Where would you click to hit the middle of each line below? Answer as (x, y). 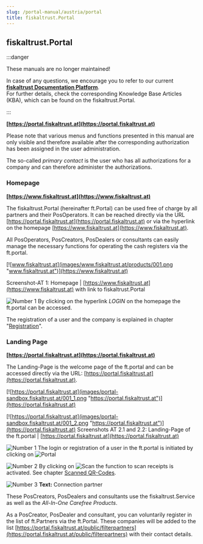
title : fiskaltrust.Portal (41, 18)
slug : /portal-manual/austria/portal (54, 12)
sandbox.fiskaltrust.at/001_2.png (47, 423)
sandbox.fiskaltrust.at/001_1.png (47, 398)
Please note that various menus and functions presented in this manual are (100, 136)
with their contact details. (161, 534)
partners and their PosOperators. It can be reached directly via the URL (96, 215)
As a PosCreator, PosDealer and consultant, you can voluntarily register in (99, 515)
